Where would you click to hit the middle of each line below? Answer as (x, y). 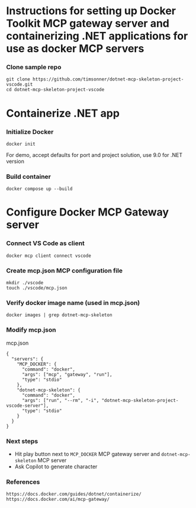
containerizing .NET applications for (97, 36)
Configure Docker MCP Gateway (88, 212)
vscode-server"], (28, 406)
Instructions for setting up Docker (91, 11)
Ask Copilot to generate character (56, 467)
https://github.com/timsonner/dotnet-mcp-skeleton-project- (108, 79)
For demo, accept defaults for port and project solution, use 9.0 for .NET (94, 155)
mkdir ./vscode (25, 283)
